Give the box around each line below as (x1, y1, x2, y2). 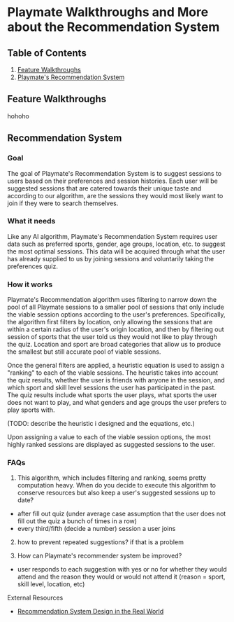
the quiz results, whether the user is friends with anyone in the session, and (7, 376, 225, 385)
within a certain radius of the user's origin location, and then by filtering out (7, 325, 225, 333)
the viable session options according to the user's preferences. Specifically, (7, 310, 226, 319)
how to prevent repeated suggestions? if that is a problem (17, 538, 184, 546)
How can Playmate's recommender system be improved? (17, 551, 182, 560)
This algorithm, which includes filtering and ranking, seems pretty (17, 474, 207, 482)
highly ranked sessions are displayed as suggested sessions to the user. (7, 441, 215, 449)
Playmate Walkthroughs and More (7, 4, 209, 20)
